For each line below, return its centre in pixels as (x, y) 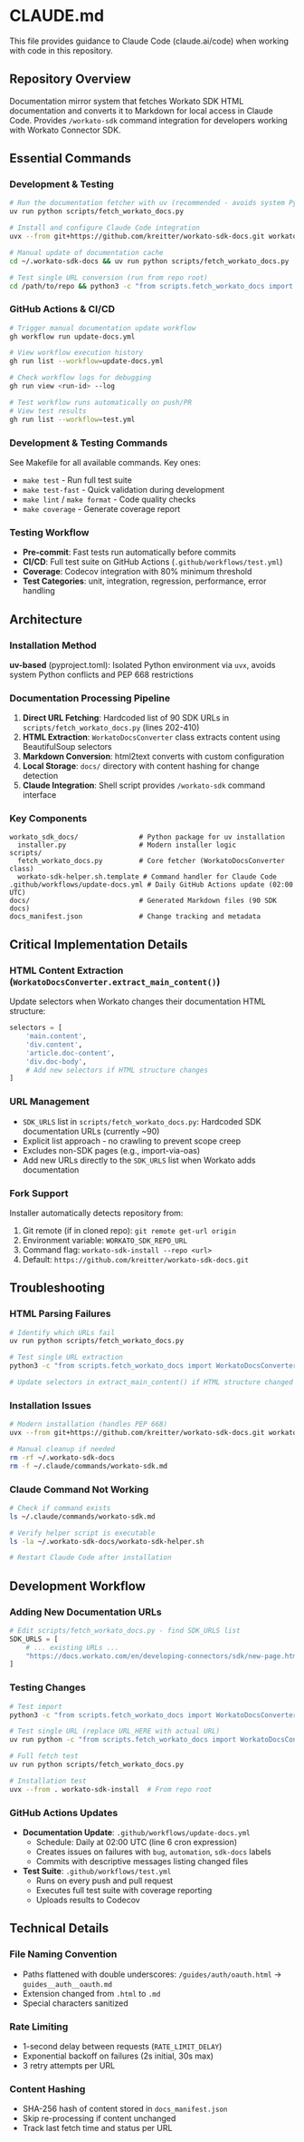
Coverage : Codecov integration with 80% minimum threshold (137, 572)
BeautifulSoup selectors (67, 747)
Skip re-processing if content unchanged (99, 2118)
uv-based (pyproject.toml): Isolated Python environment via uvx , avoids (142, 664)
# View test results (48, 411)
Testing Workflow (49, 532)
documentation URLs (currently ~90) (91, 1131)
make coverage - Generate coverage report (101, 508)
